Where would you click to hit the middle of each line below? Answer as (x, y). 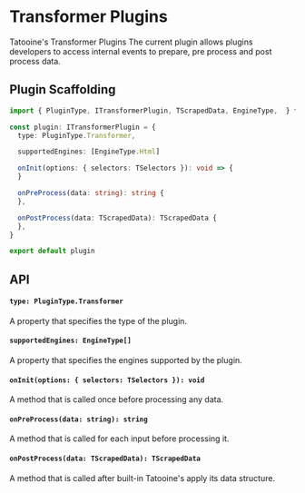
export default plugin (52, 251)
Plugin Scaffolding (63, 89)
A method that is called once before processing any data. (117, 399)
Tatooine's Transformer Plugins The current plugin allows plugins (131, 42)
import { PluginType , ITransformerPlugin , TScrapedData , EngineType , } (150, 111)
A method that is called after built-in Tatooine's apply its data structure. (142, 478)
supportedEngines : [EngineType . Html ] (89, 152)
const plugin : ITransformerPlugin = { (83, 127)
